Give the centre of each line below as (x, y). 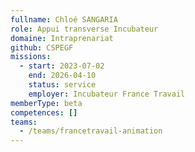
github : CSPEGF (42, 47)
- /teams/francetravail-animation (91, 131)
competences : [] (44, 112)
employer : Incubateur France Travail (107, 94)
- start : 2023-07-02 (62, 66)
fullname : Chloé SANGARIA (64, 19)
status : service (62, 85)
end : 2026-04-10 (62, 76)
